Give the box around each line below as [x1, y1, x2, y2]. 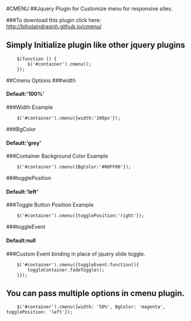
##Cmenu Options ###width [6, 77, 76, 84]
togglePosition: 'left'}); [6, 309, 73, 315]
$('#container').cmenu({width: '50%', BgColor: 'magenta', [17, 304, 166, 310]
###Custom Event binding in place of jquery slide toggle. [6, 250, 145, 257]
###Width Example [6, 104, 53, 111]
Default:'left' [6, 188, 39, 195]
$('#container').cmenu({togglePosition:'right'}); [17, 213, 145, 219]
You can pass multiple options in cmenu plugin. [6, 288, 185, 298]
